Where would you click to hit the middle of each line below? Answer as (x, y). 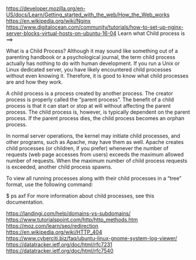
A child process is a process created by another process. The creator (90, 93)
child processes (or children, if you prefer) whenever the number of (87, 148)
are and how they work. (35, 82)
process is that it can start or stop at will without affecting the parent (88, 106)
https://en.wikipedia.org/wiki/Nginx (48, 21)
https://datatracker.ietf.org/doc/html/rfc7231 (59, 244)
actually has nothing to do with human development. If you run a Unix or (93, 63)
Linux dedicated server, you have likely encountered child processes (89, 69)
